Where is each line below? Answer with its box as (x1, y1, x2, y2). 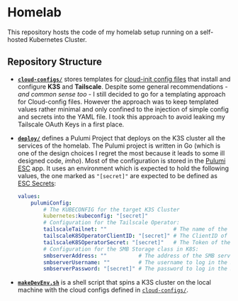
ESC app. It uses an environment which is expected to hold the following (17, 164, 229, 173)
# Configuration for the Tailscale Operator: (43, 219, 180, 226)
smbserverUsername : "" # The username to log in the (43, 258, 228, 266)
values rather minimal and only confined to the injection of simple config (17, 104, 229, 114)
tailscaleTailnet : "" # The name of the (43, 226, 228, 233)
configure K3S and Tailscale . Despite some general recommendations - (17, 82, 228, 91)
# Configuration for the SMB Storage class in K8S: (43, 246, 199, 253)
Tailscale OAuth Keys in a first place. (17, 120, 125, 128)
